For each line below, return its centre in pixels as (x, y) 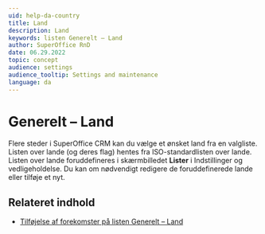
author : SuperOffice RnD (49, 45)
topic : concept (33, 60)
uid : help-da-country (44, 16)
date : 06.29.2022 (37, 53)
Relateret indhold (52, 203)
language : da (30, 82)
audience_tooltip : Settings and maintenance (83, 75)
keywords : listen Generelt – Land (66, 38)
